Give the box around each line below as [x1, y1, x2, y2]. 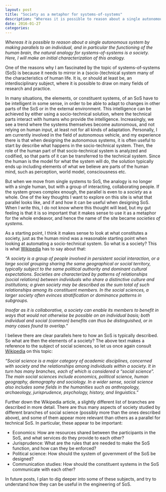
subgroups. [5, 297, 29, 303]
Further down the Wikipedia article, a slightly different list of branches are [5, 399, 155, 405]
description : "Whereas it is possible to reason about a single [5, 16, 140, 21]
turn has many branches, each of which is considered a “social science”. [5, 368, 155, 374]
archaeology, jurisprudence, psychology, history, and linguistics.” [5, 390, 139, 395]
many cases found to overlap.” [5, 323, 68, 329]
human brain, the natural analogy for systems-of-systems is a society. [5, 50, 149, 56]
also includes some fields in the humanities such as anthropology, [5, 384, 140, 390]
